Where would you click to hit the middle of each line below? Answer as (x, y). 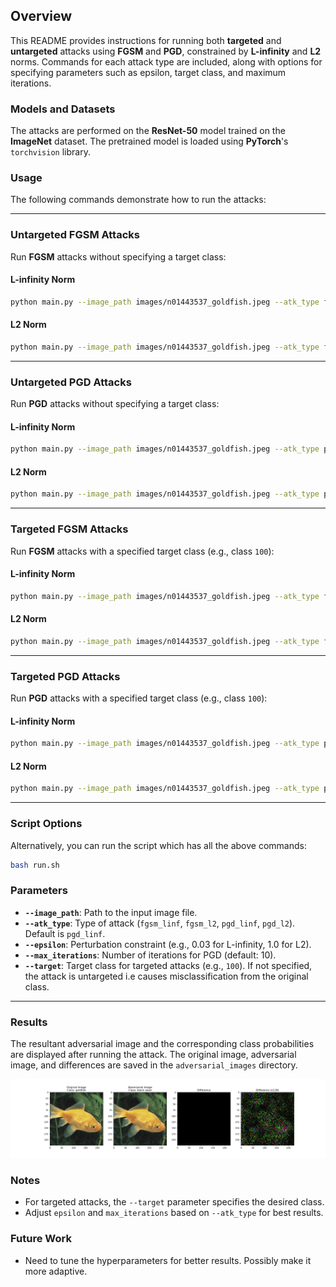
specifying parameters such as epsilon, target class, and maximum (148, 72)
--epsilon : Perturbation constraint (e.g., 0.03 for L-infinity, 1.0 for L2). (168, 944)
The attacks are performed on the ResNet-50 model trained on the (148, 131)
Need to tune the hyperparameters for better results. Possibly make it (168, 1260)
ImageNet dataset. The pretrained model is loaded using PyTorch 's (149, 141)
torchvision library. (50, 152)
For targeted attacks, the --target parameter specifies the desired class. (174, 1202)
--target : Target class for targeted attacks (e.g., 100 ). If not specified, (168, 965)
